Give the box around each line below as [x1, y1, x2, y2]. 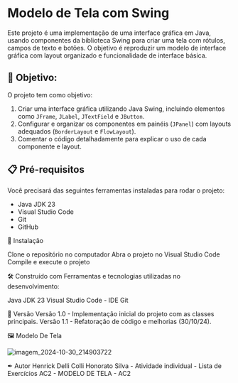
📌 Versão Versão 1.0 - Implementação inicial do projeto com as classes [7, 309, 215, 318]
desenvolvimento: [7, 282, 60, 291]
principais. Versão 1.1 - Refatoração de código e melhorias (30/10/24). [7, 317, 212, 325]
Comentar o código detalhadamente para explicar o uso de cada [17, 134, 207, 143]
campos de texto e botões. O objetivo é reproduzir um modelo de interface [7, 43, 227, 52]
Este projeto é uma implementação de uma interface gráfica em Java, [7, 28, 212, 37]
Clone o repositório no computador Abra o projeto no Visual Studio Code [7, 250, 220, 259]
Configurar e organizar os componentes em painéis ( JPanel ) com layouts [17, 119, 232, 128]
